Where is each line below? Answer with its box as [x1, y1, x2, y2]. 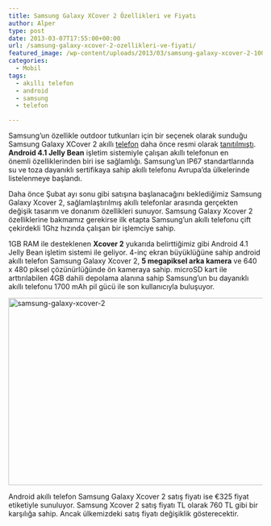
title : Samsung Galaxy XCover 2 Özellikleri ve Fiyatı [8, 11, 197, 20]
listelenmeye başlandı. [8, 174, 82, 184]
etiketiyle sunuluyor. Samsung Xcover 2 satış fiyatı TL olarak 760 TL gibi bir [8, 500, 258, 510]
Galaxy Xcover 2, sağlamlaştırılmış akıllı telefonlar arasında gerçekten [8, 198, 238, 208]
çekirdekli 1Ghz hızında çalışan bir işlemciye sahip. [8, 223, 176, 234]
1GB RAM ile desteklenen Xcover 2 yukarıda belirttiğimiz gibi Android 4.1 [8, 239, 248, 249]
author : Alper [8, 19, 56, 27]
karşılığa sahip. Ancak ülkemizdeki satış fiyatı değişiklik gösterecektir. [8, 509, 240, 519]
